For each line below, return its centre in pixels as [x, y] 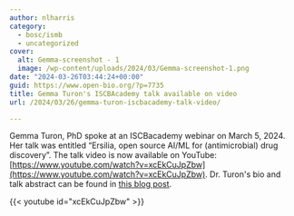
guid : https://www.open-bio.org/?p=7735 [87, 85]
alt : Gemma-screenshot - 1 [69, 60]
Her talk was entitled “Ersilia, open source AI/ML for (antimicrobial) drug [144, 145]
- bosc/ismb [40, 34]
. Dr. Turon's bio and [243, 174]
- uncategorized [48, 43]
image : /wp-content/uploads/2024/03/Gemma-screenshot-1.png [133, 69]
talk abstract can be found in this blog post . [91, 184]
